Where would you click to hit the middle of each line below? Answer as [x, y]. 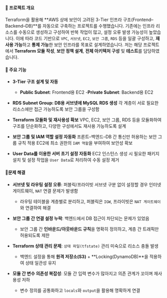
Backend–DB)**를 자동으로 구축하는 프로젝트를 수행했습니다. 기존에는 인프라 [80, 26]
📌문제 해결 [15, 172]
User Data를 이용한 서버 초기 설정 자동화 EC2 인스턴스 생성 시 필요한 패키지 [86, 154]
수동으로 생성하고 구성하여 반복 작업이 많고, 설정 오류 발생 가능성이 [83, 32]
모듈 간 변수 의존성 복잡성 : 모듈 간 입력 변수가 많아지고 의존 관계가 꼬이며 [82, 273]
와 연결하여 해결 [35, 207]
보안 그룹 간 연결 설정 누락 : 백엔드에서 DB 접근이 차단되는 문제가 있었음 [81, 218]
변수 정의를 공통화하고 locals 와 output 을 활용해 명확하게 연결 [80, 290]
